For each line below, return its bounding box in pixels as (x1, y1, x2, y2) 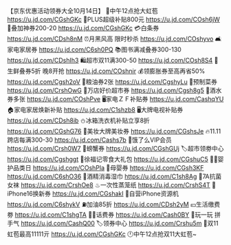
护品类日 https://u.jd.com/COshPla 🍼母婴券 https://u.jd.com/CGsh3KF (7, 164, 204, 171)
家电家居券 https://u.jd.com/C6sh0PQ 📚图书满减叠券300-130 (7, 45, 182, 54)
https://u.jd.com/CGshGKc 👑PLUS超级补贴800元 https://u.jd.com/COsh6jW (7, 15, 220, 23)
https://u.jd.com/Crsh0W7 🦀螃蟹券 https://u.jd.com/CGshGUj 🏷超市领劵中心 (7, 145, 224, 152)
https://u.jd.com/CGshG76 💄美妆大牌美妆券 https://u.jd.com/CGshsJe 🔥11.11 (7, 127, 221, 135)
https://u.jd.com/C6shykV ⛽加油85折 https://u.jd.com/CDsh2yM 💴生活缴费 (7, 200, 221, 209)
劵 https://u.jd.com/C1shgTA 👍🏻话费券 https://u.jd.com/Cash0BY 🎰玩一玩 (7, 211, 213, 219)
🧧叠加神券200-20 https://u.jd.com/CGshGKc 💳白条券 (7, 24, 159, 32)
